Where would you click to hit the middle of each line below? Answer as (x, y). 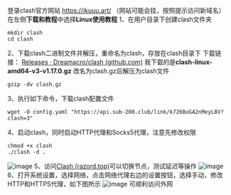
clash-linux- (194, 62)
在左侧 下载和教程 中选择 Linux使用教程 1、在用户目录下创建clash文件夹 (109, 19)
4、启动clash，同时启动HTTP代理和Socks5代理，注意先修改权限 (102, 132)
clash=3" (20, 118)
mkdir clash (25, 33)
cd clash (20, 39)
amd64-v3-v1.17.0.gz (39, 71)
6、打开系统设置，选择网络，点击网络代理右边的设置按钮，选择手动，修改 (115, 175)
